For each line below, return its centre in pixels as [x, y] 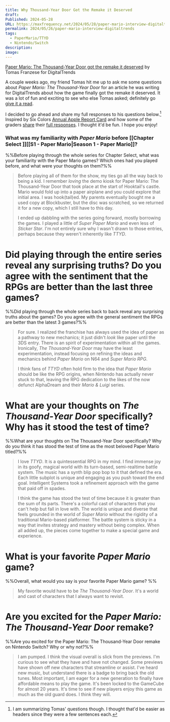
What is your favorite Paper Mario [78, 556]
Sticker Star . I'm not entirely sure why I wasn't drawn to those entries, [90, 229]
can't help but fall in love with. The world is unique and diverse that [88, 509]
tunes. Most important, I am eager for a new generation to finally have [90, 678]
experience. [30, 536]
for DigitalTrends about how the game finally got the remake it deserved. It [83, 93]
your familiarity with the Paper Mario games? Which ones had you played [81, 161]
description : [19, 48]
